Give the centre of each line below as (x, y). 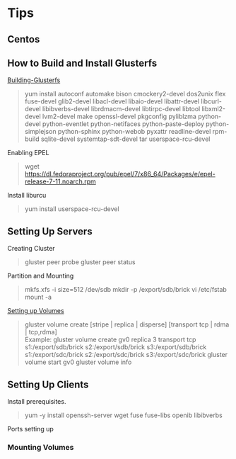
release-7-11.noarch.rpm (60, 181)
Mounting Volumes (41, 447)
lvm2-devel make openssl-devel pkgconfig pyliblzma (119, 117)
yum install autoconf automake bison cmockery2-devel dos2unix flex (125, 94)
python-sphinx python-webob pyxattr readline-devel (134, 132)
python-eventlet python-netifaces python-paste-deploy (123, 124)
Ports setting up (31, 429)
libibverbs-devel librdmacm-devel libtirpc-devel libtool (121, 109)
